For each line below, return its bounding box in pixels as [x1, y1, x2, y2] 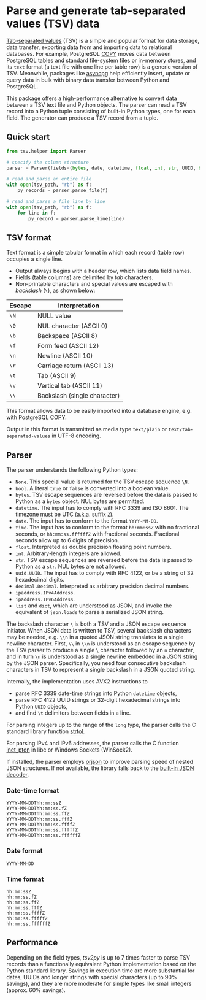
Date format [6, 847, 43, 855]
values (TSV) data [6, 17, 100, 31]
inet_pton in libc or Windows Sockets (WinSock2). [6, 746, 133, 753]
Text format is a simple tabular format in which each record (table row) [6, 249, 185, 256]
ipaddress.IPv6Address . [15, 596, 75, 603]
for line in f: [17, 210, 56, 216]
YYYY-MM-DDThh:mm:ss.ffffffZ [6, 833, 81, 839]
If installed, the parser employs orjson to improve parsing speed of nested [6, 758, 194, 766]
